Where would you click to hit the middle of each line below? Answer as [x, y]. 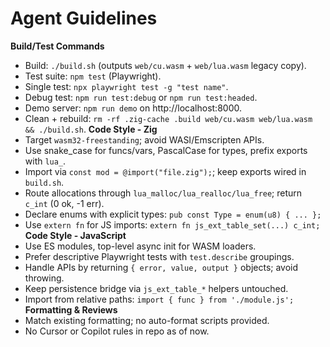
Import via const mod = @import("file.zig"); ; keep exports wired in [165, 171]
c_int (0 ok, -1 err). [64, 203]
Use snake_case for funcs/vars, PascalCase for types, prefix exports [166, 150]
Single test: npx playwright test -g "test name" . [126, 86]
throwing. [44, 278]
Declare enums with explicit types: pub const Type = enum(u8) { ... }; [173, 214]
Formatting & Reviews [71, 309]
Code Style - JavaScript [75, 235]
